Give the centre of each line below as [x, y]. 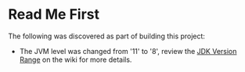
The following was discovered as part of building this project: [107, 36]
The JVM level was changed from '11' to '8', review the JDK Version [128, 51]
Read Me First [54, 14]
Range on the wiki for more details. [76, 59]
